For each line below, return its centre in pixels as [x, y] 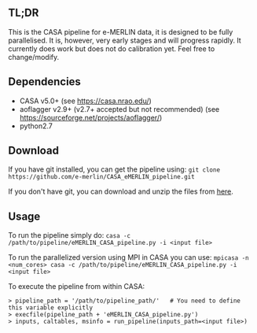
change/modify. [34, 57]
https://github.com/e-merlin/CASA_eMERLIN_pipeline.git [101, 177]
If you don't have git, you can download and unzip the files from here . [121, 191]
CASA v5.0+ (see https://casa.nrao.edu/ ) [85, 101]
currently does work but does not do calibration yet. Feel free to [112, 48]
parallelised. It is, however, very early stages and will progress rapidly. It [125, 40]
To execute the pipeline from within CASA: [77, 287]
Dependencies [44, 82]
